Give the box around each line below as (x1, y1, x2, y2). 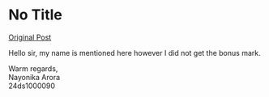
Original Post (8, 32, 52, 42)
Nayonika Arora (8, 72, 61, 82)
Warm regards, (8, 63, 58, 74)
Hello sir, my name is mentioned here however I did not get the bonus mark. (8, 48, 261, 57)
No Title (8, 6, 63, 24)
